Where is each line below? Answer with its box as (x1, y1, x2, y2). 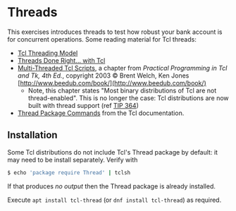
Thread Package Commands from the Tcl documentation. (17, 109, 185, 117)
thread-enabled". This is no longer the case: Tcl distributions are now (27, 93, 229, 102)
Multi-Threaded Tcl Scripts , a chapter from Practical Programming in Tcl (17, 64, 228, 72)
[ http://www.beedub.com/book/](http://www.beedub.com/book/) (17, 78, 206, 87)
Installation (7, 129, 58, 141)
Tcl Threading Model (17, 49, 78, 57)
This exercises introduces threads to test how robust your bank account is (7, 28, 223, 36)
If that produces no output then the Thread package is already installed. (7, 181, 216, 191)
